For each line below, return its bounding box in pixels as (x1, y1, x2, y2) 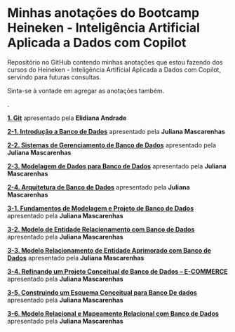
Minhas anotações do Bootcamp (7, 5, 200, 21)
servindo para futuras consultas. (7, 72, 102, 81)
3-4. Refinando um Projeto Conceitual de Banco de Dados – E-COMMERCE (7, 267, 228, 275)
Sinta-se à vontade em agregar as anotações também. (7, 86, 165, 95)
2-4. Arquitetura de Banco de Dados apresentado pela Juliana (7, 182, 191, 191)
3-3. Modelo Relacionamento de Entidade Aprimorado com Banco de (7, 246, 212, 254)
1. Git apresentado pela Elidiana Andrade (7, 114, 127, 122)
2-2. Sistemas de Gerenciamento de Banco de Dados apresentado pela (7, 140, 216, 149)
